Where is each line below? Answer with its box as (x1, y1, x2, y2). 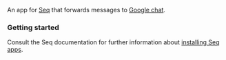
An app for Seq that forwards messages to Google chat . (7, 6, 165, 14)
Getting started (7, 22, 60, 32)
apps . (7, 46, 23, 54)
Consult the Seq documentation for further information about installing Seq (7, 38, 220, 46)
